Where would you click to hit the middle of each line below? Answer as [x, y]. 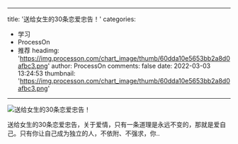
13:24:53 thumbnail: [46, 73]
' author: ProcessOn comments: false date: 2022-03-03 [129, 66]
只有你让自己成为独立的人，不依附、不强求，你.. [90, 133]
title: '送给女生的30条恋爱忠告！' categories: [72, 19]
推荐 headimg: [39, 50]
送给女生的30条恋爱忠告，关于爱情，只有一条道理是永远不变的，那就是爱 [114, 125]
